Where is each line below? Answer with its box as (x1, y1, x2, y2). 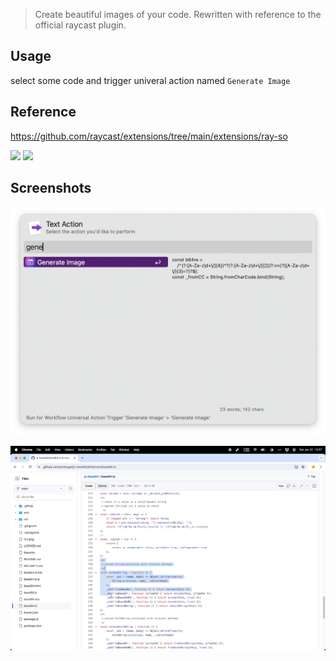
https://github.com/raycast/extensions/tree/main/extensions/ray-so (10, 130, 288, 142)
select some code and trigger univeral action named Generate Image (10, 74, 291, 86)
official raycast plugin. (34, 19, 127, 31)
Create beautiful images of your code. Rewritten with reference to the (34, 9, 322, 20)
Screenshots (10, 180, 92, 197)
